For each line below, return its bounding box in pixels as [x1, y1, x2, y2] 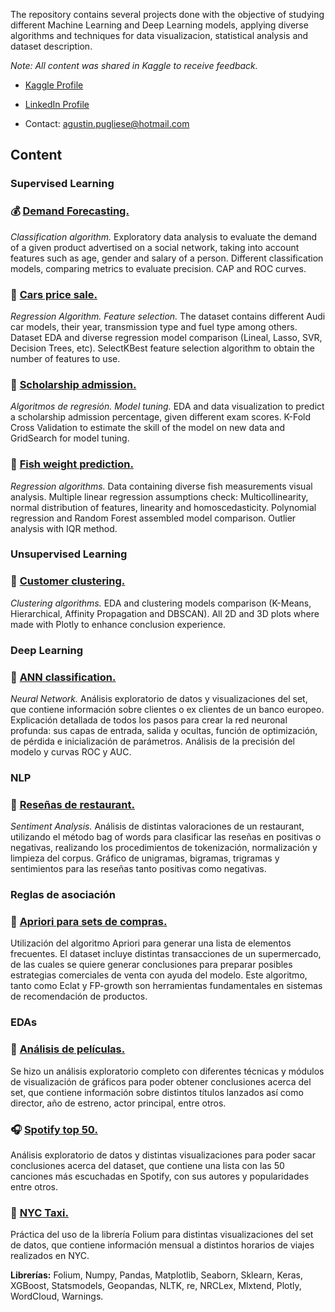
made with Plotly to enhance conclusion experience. [10, 618, 227, 630]
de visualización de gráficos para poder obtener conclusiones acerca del [10, 1075, 312, 1088]
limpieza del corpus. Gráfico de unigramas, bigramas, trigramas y [10, 852, 280, 864]
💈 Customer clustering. [10, 574, 126, 588]
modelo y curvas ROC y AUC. [10, 745, 132, 758]
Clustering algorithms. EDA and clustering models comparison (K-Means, [10, 597, 312, 609]
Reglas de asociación [10, 888, 117, 902]
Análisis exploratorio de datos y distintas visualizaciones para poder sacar [10, 1149, 316, 1161]
